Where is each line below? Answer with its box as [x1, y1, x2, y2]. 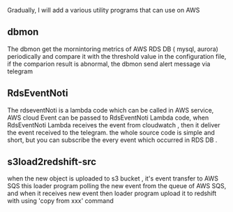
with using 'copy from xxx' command [7, 197, 114, 205]
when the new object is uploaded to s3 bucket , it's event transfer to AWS [7, 174, 218, 183]
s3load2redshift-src [7, 156, 96, 168]
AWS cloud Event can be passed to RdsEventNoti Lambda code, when [7, 113, 209, 122]
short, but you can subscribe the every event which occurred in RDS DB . [7, 136, 218, 144]
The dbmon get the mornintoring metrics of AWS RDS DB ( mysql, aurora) [7, 45, 218, 53]
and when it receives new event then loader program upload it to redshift [7, 189, 217, 198]
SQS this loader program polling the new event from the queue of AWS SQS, [7, 182, 227, 190]
